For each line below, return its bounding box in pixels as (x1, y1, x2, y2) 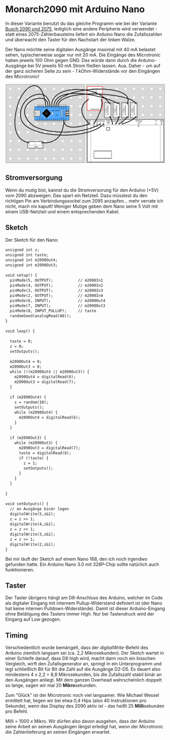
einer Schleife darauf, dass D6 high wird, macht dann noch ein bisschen (5, 655, 156, 661)
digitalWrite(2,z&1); (10, 542, 56, 547)
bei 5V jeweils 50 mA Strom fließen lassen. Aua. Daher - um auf (27, 62, 161, 69)
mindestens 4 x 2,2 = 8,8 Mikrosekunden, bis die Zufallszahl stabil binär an (5, 671, 162, 678)
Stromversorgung (5, 174, 62, 182)
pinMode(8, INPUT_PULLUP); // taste (10, 308, 96, 313)
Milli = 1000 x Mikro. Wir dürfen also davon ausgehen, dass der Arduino (5, 718, 155, 724)
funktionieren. (5, 566, 35, 572)
